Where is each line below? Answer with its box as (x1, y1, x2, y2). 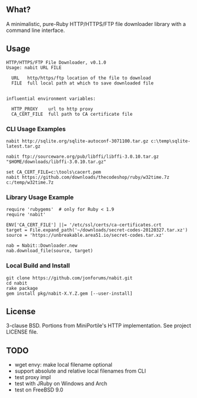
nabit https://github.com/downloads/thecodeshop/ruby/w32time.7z (6, 174, 169, 180)
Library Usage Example (6, 193, 74, 201)
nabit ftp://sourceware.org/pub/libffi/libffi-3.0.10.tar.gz (6, 154, 159, 159)
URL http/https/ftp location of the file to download (11, 75, 151, 81)
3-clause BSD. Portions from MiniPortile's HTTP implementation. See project (6, 322, 191, 330)
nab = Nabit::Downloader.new (6, 243, 78, 249)
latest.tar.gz (6, 143, 41, 149)
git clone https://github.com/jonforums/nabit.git (6, 275, 133, 281)
